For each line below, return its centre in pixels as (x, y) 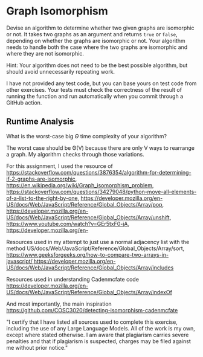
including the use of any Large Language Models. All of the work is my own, (101, 328)
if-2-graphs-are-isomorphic (41, 179)
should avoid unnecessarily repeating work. (61, 71)
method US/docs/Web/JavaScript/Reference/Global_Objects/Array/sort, (95, 248)
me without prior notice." (37, 347)
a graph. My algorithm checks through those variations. (75, 154)
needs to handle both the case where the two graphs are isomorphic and (97, 47)
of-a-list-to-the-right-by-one (42, 198)
